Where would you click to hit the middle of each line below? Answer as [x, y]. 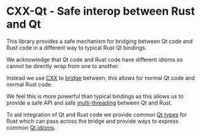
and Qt [24, 24]
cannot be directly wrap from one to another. [63, 66]
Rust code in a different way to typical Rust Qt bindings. [77, 48]
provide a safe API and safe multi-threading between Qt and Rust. [89, 103]
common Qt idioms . [31, 127]
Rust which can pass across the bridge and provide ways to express [93, 121]
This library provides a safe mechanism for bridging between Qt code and [100, 41]
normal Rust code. [29, 84]
